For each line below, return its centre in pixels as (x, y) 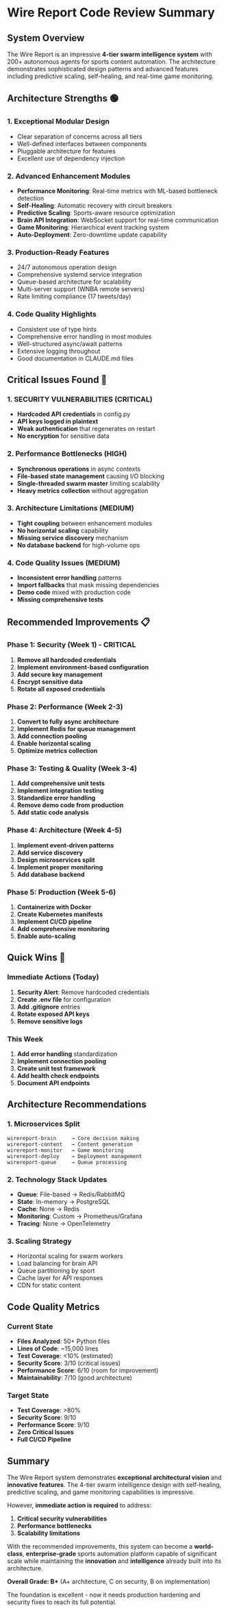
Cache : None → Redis (48, 1209)
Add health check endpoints (58, 1076)
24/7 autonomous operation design (67, 267)
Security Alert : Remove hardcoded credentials (83, 992)
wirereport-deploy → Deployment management (75, 1156)
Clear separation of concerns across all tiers (79, 136)
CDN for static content (49, 1285)
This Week (25, 1039)
